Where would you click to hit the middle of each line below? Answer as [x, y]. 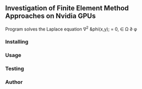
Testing [15, 68]
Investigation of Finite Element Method [67, 8]
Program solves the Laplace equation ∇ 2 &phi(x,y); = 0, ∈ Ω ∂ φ [71, 28]
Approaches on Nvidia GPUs [51, 16]
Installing [17, 42]
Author [14, 82]
